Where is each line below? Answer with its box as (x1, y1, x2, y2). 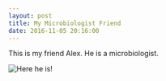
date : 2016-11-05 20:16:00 (8, 26, 100, 34)
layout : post (8, 11, 53, 20)
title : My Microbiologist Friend (8, 19, 121, 27)
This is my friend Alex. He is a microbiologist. (8, 49, 160, 59)
